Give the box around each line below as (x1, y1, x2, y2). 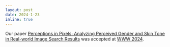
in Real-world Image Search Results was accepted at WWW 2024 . (5, 36, 144, 42)
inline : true (5, 17, 33, 22)
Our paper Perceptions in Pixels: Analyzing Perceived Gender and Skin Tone (5, 31, 165, 37)
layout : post (5, 7, 33, 13)
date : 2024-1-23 (5, 12, 40, 17)
